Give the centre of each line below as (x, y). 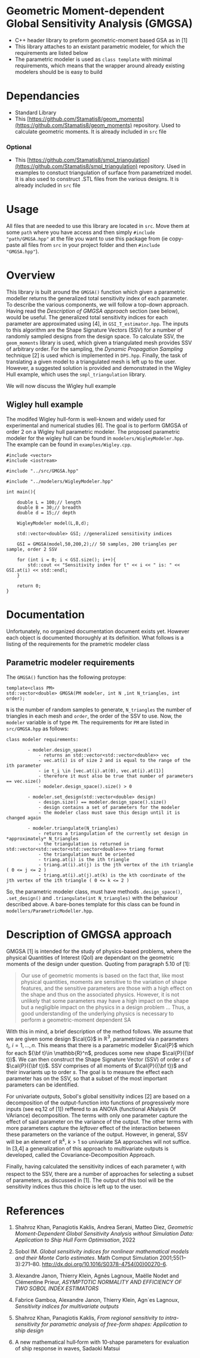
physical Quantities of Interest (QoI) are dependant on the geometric (90, 957)
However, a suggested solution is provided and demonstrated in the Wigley (99, 368)
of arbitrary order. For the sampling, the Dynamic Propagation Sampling (95, 349)
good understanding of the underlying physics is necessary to (97, 1013)
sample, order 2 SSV (32, 549)
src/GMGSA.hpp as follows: (38, 729)
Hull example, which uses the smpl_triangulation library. (76, 375)
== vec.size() (24, 781)
